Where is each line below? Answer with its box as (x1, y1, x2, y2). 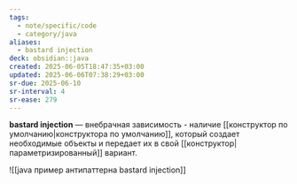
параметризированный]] (9, 148, 104, 158)
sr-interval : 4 (9, 87, 66, 96)
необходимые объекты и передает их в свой (9, 138, 179, 149)
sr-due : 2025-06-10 (9, 79, 82, 88)
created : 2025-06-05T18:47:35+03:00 (9, 63, 145, 72)
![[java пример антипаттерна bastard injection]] (9, 165, 186, 175)
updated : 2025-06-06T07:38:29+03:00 (9, 71, 145, 80)
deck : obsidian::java (9, 54, 90, 63)
